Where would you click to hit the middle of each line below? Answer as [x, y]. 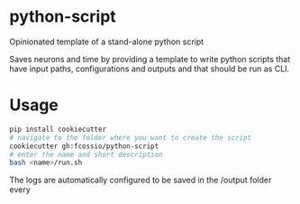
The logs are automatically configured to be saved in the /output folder [141, 180]
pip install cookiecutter [58, 129]
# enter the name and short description [86, 154]
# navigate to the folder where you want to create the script [131, 137]
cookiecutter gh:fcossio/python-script [84, 146]
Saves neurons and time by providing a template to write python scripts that [150, 59]
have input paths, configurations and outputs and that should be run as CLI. [150, 69]
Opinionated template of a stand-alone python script [107, 42]
